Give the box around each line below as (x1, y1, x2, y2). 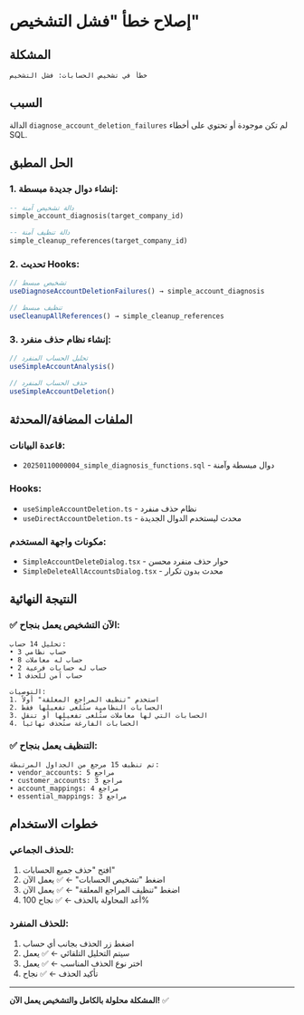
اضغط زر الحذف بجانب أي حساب (22, 938, 135, 949)
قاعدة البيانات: (9, 439, 66, 451)
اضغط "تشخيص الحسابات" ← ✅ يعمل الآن (22, 874, 166, 884)
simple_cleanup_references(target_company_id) (9, 237, 188, 246)
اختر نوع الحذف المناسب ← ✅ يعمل (22, 958, 143, 969)
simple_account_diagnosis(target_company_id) (9, 211, 184, 221)
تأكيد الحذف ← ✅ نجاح (22, 968, 99, 979)
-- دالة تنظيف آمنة (9, 228, 71, 237)
